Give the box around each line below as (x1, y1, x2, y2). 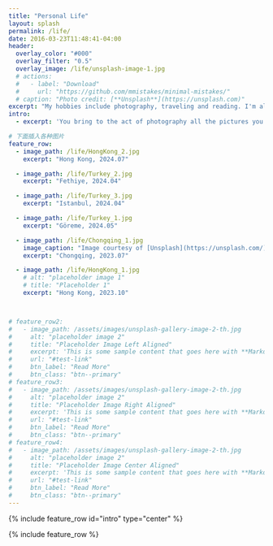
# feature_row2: (8, 318, 63, 326)
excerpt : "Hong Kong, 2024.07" (23, 155, 129, 163)
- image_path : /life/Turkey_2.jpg (15, 170, 132, 178)
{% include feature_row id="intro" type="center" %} (8, 513, 184, 523)
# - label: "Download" (15, 80, 100, 88)
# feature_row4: (8, 438, 63, 447)
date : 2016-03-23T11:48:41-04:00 (8, 34, 122, 43)
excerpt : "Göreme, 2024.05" (23, 221, 118, 230)
